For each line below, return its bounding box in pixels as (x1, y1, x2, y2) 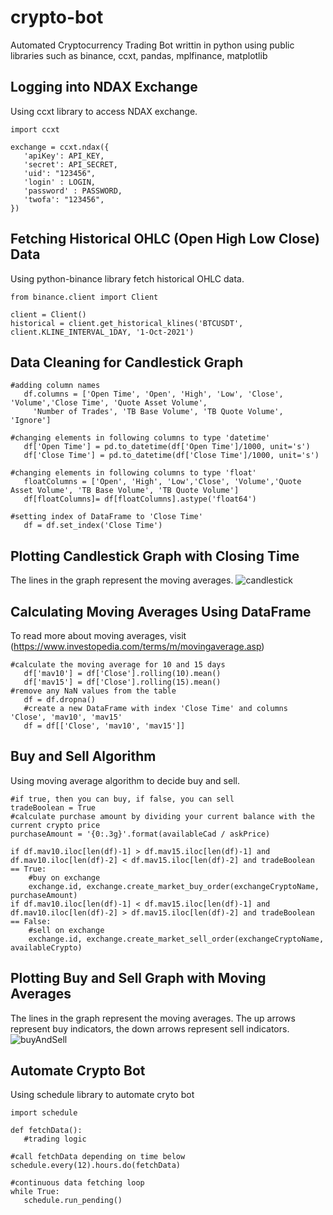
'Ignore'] (10, 416, 52, 426)
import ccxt (10, 124, 60, 135)
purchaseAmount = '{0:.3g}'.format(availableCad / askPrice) (10, 829, 271, 839)
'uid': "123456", (23, 168, 97, 178)
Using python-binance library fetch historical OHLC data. (10, 272, 245, 285)
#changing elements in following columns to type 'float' (10, 468, 257, 478)
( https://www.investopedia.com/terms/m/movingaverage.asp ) (10, 641, 265, 652)
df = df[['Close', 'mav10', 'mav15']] (23, 721, 186, 731)
